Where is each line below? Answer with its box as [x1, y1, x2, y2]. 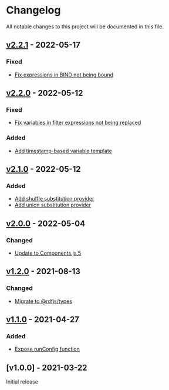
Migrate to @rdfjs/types [14, 298, 72, 305]
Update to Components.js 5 [14, 249, 81, 256]
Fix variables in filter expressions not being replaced [14, 119, 141, 126]
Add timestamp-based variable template [14, 147, 113, 154]
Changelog [6, 4, 61, 17]
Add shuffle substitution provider [14, 195, 94, 202]
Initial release [6, 378, 38, 385]
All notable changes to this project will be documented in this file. [6, 23, 164, 30]
